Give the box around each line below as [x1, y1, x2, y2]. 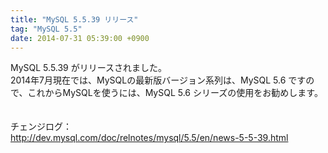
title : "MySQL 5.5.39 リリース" [10, 14, 139, 25]
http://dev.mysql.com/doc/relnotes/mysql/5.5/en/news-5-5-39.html [10, 132, 289, 144]
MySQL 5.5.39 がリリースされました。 [10, 62, 168, 74]
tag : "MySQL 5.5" [10, 24, 83, 34]
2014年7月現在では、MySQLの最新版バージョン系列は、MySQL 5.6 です [10, 74, 307, 86]
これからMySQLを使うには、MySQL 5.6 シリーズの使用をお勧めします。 [27, 87, 323, 99]
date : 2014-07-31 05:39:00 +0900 [10, 33, 150, 43]
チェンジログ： [10, 121, 72, 133]
